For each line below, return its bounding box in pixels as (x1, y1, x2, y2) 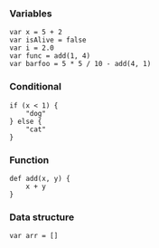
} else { (9, 117, 42, 126)
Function (9, 153, 50, 166)
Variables (9, 7, 52, 20)
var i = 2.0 (9, 43, 54, 52)
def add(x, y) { (9, 174, 70, 183)
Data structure (9, 211, 75, 224)
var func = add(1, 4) (9, 52, 91, 61)
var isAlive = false (9, 35, 88, 45)
